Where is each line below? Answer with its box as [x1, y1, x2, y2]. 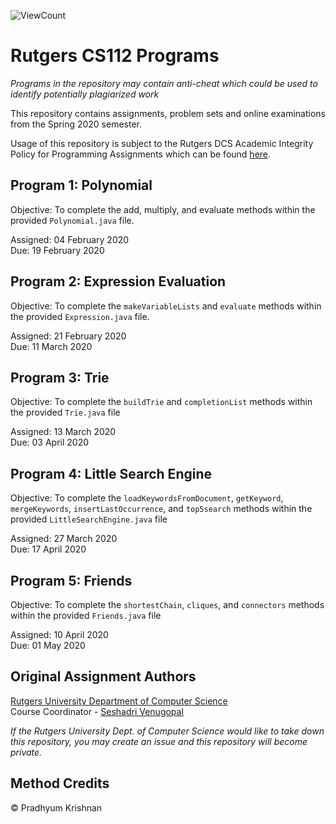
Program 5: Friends [10, 572, 133, 589]
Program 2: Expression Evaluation [10, 273, 227, 290]
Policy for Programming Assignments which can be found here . [10, 148, 272, 160]
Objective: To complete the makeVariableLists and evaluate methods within [10, 300, 322, 312]
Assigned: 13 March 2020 [10, 426, 117, 438]
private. [10, 746, 43, 758]
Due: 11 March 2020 [10, 340, 93, 352]
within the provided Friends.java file [10, 610, 162, 621]
